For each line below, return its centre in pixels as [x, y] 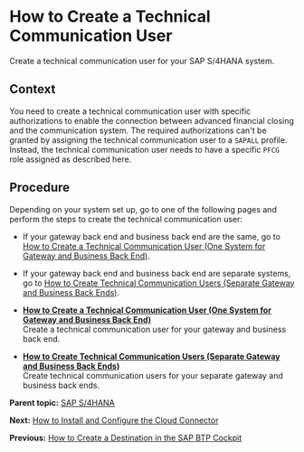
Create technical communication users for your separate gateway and [152, 375]
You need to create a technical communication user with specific [130, 111]
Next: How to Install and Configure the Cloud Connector [114, 420]
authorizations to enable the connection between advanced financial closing [152, 120]
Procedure [40, 188]
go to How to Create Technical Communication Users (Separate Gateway [158, 283]
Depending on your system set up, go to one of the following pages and [143, 209]
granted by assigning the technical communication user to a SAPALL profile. [148, 140]
